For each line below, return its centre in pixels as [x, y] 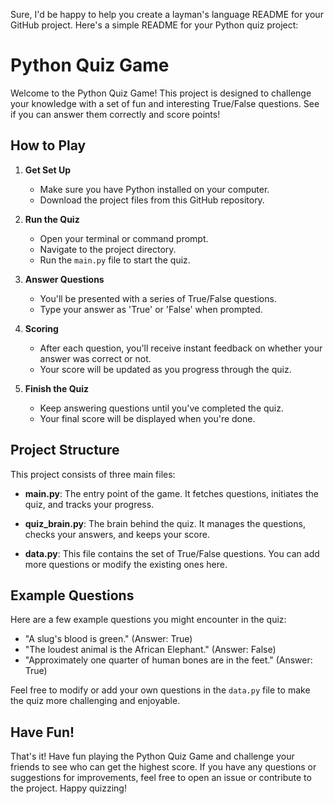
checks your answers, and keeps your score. [117, 534]
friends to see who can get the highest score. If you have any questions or [163, 767]
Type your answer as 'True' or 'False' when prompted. [151, 309]
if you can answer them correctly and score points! [115, 114]
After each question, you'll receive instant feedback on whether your [181, 348]
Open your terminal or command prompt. [124, 238]
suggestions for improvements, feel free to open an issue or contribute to [161, 778]
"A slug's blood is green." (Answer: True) [108, 639]
